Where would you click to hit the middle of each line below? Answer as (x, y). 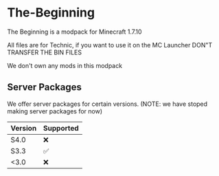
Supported (61, 128)
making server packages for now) (55, 111)
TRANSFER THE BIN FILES (45, 52)
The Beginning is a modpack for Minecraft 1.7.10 (74, 32)
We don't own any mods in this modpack (65, 65)
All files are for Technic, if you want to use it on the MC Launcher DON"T (110, 45)
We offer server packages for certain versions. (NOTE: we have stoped (107, 104)
